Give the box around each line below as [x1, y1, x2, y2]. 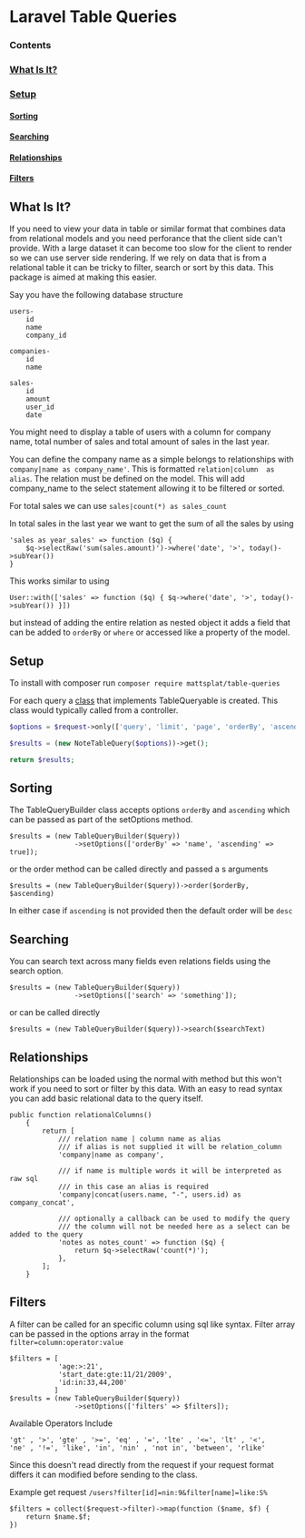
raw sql [9, 1175, 39, 1184]
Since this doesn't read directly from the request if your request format [9, 1459, 274, 1470]
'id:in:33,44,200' [57, 1378, 128, 1387]
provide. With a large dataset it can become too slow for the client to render [9, 243, 292, 254]
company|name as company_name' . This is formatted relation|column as [9, 463, 275, 474]
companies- [9, 347, 51, 356]
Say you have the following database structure [9, 290, 183, 300]
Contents [9, 39, 52, 52]
